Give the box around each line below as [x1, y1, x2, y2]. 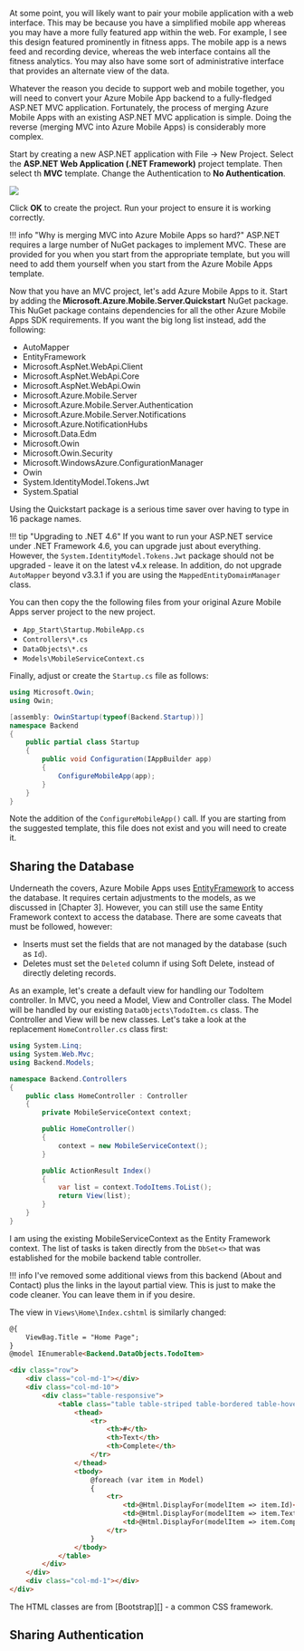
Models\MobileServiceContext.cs [22, 654, 145, 663]
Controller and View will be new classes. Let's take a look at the [9, 1014, 247, 1025]
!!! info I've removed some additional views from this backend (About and [9, 1270, 282, 1280]
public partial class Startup [25, 738, 140, 747]
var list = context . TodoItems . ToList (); [57, 1183, 213, 1192]
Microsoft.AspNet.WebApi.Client [22, 362, 143, 372]
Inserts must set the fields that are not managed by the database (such [22, 939, 288, 950]
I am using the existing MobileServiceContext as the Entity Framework [9, 1232, 271, 1244]
